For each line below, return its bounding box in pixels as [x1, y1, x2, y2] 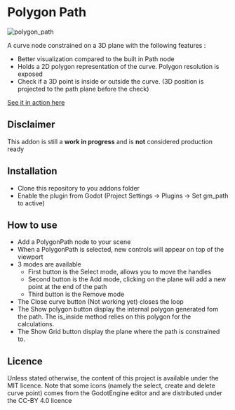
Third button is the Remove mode [27, 290, 125, 299]
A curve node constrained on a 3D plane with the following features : [7, 41, 206, 49]
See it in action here [7, 98, 65, 106]
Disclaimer [7, 119, 55, 131]
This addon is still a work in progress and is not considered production [7, 137, 213, 146]
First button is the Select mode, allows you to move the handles [27, 268, 212, 276]
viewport [17, 252, 43, 261]
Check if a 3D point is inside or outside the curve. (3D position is [17, 77, 204, 85]
